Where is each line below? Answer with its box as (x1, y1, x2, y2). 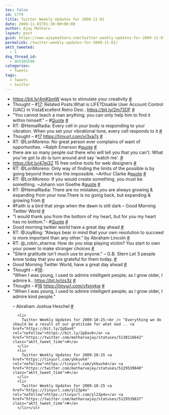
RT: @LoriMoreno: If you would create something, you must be (12, 176, 143, 182)
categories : (5, 63, 30, 68)
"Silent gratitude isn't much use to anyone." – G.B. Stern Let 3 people (12, 251, 156, 257)
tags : (5, 73, 17, 78)
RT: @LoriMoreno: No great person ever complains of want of (12, 139, 141, 145)
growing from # (12, 197, 45, 203)
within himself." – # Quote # (12, 117, 69, 123)
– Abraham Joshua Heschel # (12, 303, 74, 309)
